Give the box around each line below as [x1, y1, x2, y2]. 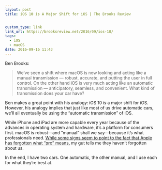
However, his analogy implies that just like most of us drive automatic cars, [5, 105, 154, 110]
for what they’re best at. [5, 159, 53, 165]
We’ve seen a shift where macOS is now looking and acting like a [16, 70, 147, 76]
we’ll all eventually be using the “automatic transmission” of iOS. [5, 110, 133, 116]
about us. [5, 145, 24, 151]
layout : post [5, 7, 31, 12]
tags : [5, 33, 16, 39]
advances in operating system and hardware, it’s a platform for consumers [5, 124, 153, 130]
